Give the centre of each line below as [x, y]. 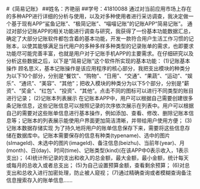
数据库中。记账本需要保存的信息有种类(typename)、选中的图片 [93, 135]
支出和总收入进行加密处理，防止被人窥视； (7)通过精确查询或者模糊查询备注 [99, 173]
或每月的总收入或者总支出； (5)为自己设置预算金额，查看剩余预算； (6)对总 [98, 165]
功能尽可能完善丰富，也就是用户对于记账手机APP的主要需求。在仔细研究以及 [100, 53]
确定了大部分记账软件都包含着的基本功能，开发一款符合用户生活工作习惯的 [97, 38]
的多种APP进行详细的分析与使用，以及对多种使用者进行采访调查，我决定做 [97, 16]
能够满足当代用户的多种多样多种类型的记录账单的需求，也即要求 [115, 46]
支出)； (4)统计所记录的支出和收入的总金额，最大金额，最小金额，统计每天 [98, 158]
